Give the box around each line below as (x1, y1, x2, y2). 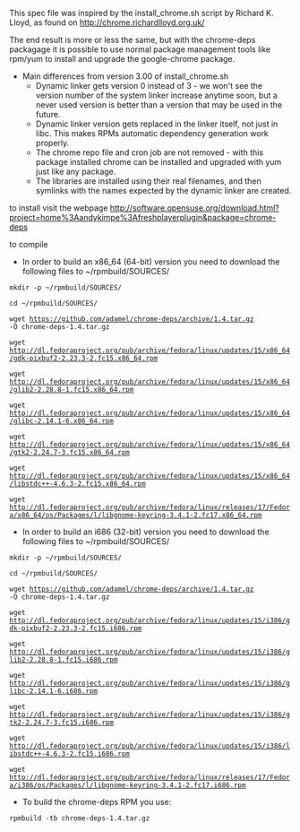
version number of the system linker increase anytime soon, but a (35, 90, 278, 100)
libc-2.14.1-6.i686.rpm (9, 687, 99, 696)
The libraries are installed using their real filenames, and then (35, 176, 261, 186)
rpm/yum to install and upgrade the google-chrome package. (9, 54, 236, 64)
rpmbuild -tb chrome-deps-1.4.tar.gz (9, 814, 150, 823)
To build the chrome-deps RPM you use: (21, 797, 172, 807)
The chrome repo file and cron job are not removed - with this (35, 147, 264, 158)
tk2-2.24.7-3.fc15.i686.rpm (9, 718, 115, 727)
